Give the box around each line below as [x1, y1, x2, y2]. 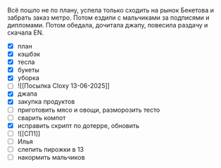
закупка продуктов [17, 98, 75, 106]
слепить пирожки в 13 [17, 145, 84, 153]
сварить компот [17, 113, 66, 122]
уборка [17, 74, 40, 82]
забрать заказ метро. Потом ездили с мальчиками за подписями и [7, 13, 210, 22]
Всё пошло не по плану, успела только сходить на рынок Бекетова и [7, 6, 215, 14]
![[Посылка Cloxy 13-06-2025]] [17, 82, 110, 90]
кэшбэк [17, 50, 41, 58]
